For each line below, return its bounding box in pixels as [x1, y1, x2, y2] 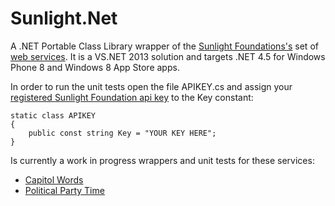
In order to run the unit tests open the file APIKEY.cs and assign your [10, 80, 293, 92]
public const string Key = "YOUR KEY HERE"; [28, 128, 217, 138]
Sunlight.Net [10, 7, 118, 30]
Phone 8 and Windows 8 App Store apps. [10, 61, 180, 73]
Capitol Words [24, 173, 84, 186]
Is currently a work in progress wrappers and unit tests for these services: [10, 154, 315, 166]
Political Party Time [24, 184, 105, 196]
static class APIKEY [10, 110, 97, 121]
